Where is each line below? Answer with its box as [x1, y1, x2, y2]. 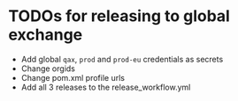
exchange [8, 25, 83, 45]
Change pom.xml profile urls [20, 72, 126, 83]
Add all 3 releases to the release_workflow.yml [20, 82, 191, 92]
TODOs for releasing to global [8, 6, 231, 26]
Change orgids [20, 63, 76, 74]
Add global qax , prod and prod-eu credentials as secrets [20, 54, 224, 64]
